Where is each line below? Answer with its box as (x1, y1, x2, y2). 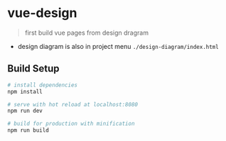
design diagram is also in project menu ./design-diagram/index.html (17, 42, 219, 50)
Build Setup (7, 62, 60, 75)
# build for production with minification (7, 120, 135, 128)
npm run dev (7, 108, 43, 115)
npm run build (7, 127, 50, 134)
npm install (7, 88, 43, 95)
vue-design (7, 5, 77, 21)
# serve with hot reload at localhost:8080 (7, 101, 139, 108)
